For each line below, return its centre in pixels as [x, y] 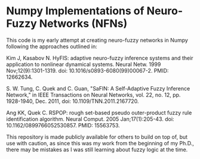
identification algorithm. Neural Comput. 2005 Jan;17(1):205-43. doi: [90, 119]
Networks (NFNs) [83, 24]
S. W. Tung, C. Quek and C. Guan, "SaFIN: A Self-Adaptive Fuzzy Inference [98, 88]
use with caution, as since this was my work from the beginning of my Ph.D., [100, 143]
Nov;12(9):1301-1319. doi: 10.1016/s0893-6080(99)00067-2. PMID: [87, 70]
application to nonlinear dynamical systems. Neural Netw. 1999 [84, 64]
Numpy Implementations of [75, 11]
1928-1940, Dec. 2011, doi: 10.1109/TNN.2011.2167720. [73, 101]
